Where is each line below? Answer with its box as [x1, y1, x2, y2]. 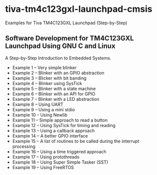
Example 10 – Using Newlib [12, 112, 68, 118]
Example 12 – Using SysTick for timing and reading [12, 122, 115, 128]
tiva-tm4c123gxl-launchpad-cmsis [5, 3, 153, 15]
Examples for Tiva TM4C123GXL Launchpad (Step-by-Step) [5, 20, 128, 26]
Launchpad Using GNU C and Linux [5, 42, 115, 50]
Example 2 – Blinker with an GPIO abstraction [12, 70, 105, 76]
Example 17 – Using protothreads [12, 154, 80, 160]
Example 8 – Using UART [12, 101, 63, 107]
